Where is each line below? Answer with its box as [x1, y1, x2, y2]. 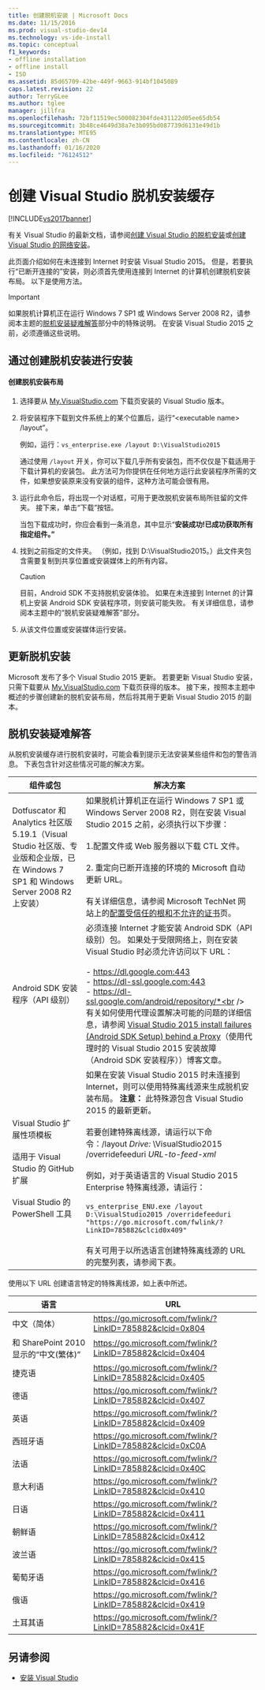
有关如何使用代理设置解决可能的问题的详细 [85, 1008, 244, 1019]
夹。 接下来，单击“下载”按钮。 [19, 503, 118, 512]
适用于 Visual [12, 1151, 61, 1162]
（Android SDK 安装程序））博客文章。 [85, 1055, 226, 1066]
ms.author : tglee [8, 99, 65, 107]
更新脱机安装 [8, 650, 71, 664]
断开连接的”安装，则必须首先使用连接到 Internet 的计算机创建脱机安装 [24, 267, 251, 276]
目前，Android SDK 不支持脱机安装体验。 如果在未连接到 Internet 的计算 [19, 588, 254, 597]
